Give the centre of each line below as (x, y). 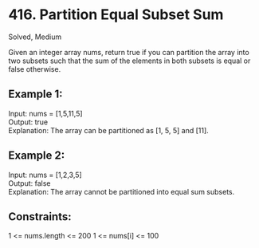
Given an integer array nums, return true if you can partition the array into (129, 52)
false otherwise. (35, 69)
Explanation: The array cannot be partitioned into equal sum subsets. (122, 191)
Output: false (29, 183)
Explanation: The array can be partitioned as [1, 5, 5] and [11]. (108, 130)
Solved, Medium (35, 37)
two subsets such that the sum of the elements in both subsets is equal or (129, 61)
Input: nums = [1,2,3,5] (45, 175)
